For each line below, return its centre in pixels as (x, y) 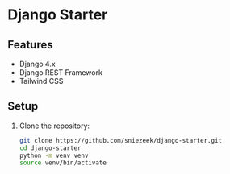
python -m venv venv (54, 155)
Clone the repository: (54, 126)
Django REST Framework (61, 72)
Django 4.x (37, 64)
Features (30, 45)
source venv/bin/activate (63, 163)
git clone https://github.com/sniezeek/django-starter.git (121, 140)
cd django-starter (50, 148)
